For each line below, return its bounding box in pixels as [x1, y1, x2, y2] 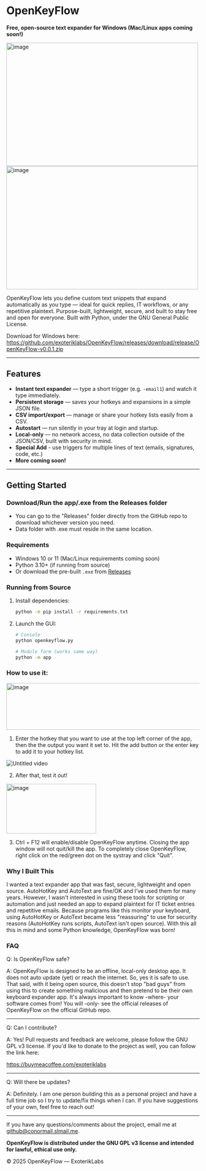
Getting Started [6, 480, 67, 491]
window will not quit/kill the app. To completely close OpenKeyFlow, [15, 845, 187, 852]
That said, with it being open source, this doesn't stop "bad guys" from [6, 980, 186, 988]
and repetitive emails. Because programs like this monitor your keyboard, [6, 907, 191, 914]
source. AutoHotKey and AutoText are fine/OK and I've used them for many [6, 887, 196, 895]
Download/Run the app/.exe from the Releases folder [6, 499, 167, 507]
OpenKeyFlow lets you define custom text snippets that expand [6, 294, 167, 301]
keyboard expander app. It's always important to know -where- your [6, 993, 179, 1001]
